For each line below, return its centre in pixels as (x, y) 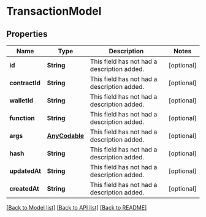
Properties (27, 34)
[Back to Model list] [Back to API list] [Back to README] (77, 207)
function (22, 118)
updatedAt (25, 171)
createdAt (25, 188)
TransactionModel (54, 11)
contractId (25, 83)
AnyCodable (66, 136)
